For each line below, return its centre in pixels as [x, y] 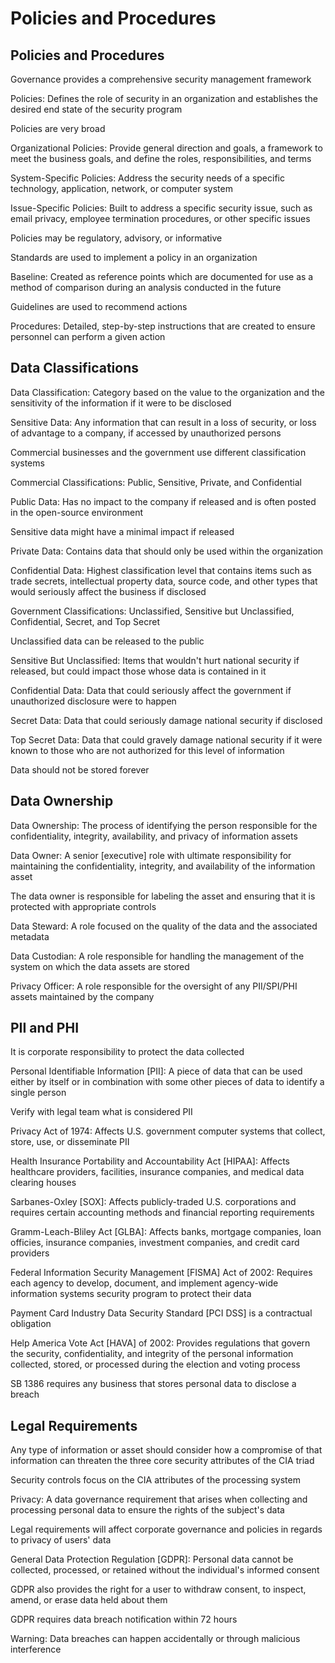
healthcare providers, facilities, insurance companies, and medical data [157, 1172]
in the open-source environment [77, 512]
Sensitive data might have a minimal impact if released [122, 531]
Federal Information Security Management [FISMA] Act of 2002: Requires [161, 1273]
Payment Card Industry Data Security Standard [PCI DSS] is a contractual [161, 1313]
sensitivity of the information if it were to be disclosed [121, 403]
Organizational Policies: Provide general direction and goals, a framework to [166, 148]
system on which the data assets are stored [100, 966]
